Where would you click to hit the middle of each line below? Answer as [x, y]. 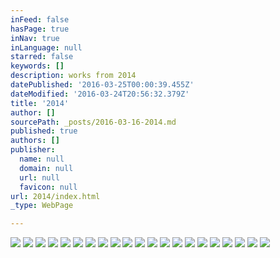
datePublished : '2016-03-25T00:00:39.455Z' [102, 85]
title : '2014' [40, 103]
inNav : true [35, 38]
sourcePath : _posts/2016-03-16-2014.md [93, 122]
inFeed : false [40, 19]
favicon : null [48, 187]
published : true [44, 131]
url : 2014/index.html [55, 196]
